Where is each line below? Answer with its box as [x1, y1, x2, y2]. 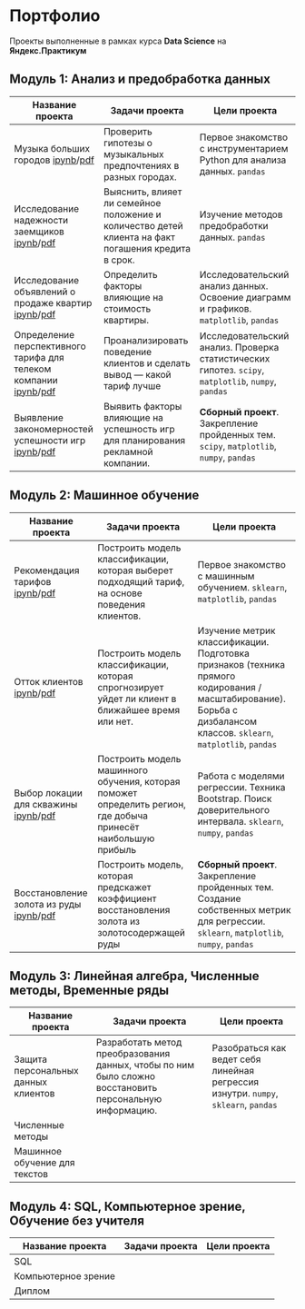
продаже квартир [14, 296, 93, 309]
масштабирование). [197, 692, 286, 705]
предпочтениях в [103, 159, 180, 172]
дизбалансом [197, 715, 257, 728]
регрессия [212, 1076, 260, 1088]
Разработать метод [95, 1036, 182, 1049]
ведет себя [212, 1053, 261, 1066]
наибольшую [97, 832, 155, 845]
